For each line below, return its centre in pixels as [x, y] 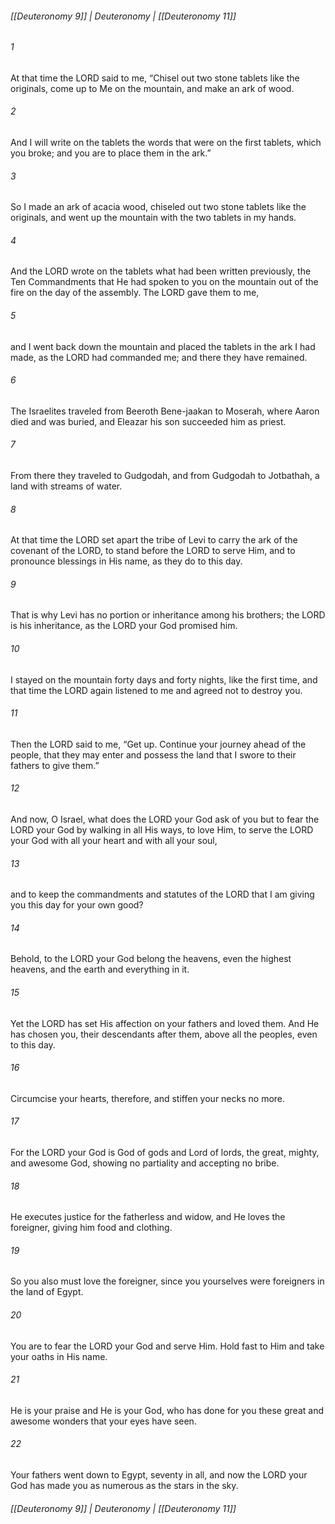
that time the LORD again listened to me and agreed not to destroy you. [156, 690]
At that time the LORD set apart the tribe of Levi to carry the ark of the [154, 540]
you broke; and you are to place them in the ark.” [111, 153]
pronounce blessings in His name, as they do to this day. [126, 561]
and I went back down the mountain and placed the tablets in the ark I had [163, 346]
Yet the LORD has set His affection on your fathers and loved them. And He [165, 1023]
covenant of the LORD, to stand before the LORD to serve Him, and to [153, 551]
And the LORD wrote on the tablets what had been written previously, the [161, 271]
